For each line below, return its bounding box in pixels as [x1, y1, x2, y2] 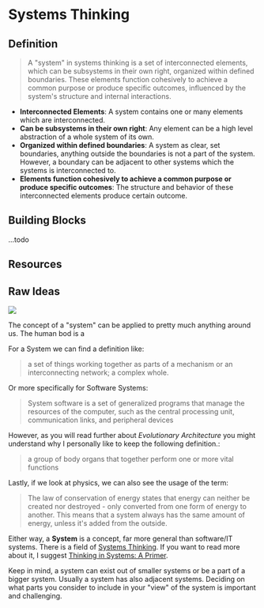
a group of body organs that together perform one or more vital [27, 455, 235, 464]
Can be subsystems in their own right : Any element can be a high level [19, 124, 253, 133]
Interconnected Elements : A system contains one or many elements [19, 107, 243, 116]
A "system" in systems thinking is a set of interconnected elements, [27, 58, 248, 67]
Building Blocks [8, 213, 87, 227]
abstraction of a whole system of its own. [19, 132, 154, 142]
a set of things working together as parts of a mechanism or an [27, 360, 233, 369]
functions [27, 463, 59, 472]
